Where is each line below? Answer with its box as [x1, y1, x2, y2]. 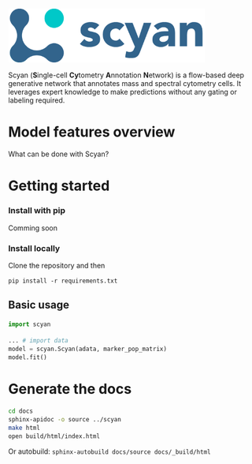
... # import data [8, 337, 69, 345]
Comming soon [8, 223, 57, 233]
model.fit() [8, 354, 47, 361]
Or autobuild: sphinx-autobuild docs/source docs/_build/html [8, 447, 211, 456]
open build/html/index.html [8, 432, 101, 440]
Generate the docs [8, 380, 132, 399]
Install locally [8, 242, 61, 253]
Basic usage [8, 298, 69, 312]
